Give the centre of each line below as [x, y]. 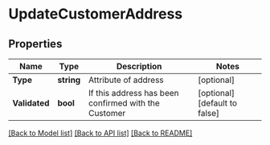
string [69, 80]
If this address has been [133, 93]
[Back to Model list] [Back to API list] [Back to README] [100, 133]
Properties [35, 44]
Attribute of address [126, 80]
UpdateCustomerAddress [96, 14]
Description [139, 66]
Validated [31, 103]
